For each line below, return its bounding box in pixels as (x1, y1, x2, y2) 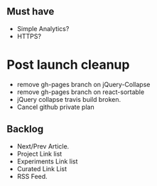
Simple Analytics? (16, 24, 70, 33)
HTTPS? (16, 32, 42, 40)
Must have (6, 6, 55, 18)
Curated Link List (16, 164, 67, 173)
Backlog (6, 123, 44, 135)
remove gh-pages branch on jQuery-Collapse (16, 80, 151, 88)
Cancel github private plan (16, 103, 94, 111)
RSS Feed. (16, 172, 48, 180)
